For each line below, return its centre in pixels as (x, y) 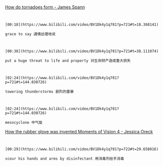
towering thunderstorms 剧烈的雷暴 (40, 92)
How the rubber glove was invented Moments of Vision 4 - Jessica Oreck (79, 131)
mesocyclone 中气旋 (24, 122)
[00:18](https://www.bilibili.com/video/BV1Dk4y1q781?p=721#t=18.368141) (82, 24)
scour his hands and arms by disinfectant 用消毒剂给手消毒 (65, 159)
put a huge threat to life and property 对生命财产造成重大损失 (68, 61)
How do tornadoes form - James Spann (45, 7)
